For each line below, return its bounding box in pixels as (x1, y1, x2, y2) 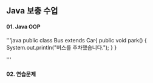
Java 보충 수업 (6, 5, 58, 16)
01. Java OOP (6, 23, 41, 30)
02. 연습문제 (6, 70, 36, 78)
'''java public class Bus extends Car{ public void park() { (6, 36, 147, 44)
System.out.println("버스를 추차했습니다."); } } (6, 44, 117, 51)
